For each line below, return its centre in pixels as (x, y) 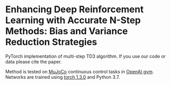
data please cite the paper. (34, 61)
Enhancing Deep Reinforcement (74, 9)
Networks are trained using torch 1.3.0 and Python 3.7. (63, 77)
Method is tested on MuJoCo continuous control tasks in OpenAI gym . (80, 71)
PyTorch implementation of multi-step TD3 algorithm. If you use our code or (85, 56)
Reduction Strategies (51, 42)
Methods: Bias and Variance (67, 31)
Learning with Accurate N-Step (73, 20)
